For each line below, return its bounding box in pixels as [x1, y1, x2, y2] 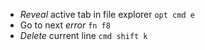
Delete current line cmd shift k [19, 30, 148, 41]
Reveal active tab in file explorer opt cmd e [19, 9, 195, 20]
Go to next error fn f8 [19, 19, 111, 31]
